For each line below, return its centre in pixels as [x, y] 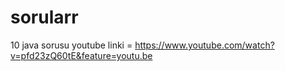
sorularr [44, 17]
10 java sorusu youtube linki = [71, 45]
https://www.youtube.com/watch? [204, 45]
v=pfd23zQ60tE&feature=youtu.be [81, 55]
